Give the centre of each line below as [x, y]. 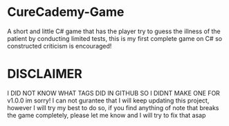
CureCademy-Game [66, 12]
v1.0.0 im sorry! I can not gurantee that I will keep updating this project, [108, 100]
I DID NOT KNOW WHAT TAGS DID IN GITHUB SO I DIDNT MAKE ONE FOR [113, 93]
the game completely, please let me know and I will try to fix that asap [107, 115]
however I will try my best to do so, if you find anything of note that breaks [113, 107]
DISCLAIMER [45, 74]
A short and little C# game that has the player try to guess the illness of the [114, 31]
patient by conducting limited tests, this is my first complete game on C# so [115, 38]
